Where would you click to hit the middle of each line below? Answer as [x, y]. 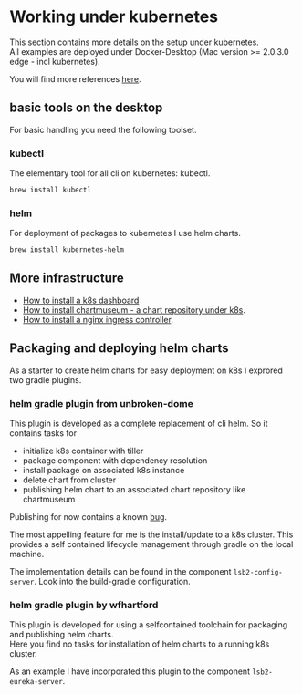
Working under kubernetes [114, 17]
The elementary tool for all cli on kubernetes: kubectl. [110, 173]
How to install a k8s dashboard [81, 300]
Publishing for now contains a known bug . [88, 517]
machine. [27, 554]
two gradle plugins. [46, 379]
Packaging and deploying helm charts [120, 348]
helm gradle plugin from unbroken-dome [101, 403]
